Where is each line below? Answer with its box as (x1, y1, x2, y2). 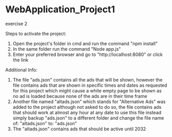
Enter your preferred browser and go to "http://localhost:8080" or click (12, 51, 163, 57)
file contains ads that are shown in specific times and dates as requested (12, 82, 167, 88)
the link (12, 56, 29, 63)
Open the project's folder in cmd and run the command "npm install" (12, 40, 158, 47)
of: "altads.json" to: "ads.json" (12, 120, 77, 126)
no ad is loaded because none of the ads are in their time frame (12, 93, 147, 99)
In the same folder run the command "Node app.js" (12, 46, 121, 52)
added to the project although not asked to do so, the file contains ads (12, 104, 162, 110)
